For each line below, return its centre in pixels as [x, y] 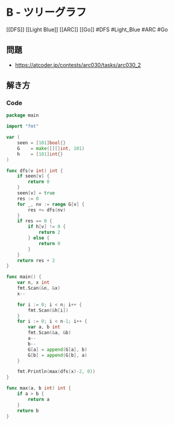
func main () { [24, 277]
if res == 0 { [35, 221]
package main [23, 115]
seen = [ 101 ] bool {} [42, 143]
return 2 [49, 232]
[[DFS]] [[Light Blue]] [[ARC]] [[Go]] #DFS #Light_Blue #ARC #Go [87, 29]
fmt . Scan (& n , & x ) [39, 288]
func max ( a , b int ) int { [39, 388]
